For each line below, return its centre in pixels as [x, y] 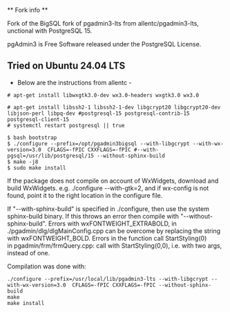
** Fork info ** [28, 10]
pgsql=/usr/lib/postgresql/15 [51, 156]
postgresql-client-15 [38, 119]
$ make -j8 [23, 162]
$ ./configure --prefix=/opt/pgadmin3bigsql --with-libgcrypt [98, 144]
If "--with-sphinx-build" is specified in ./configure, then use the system [108, 209]
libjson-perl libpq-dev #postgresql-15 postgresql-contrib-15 [98, 113]
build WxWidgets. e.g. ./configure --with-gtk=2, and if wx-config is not [108, 188]
